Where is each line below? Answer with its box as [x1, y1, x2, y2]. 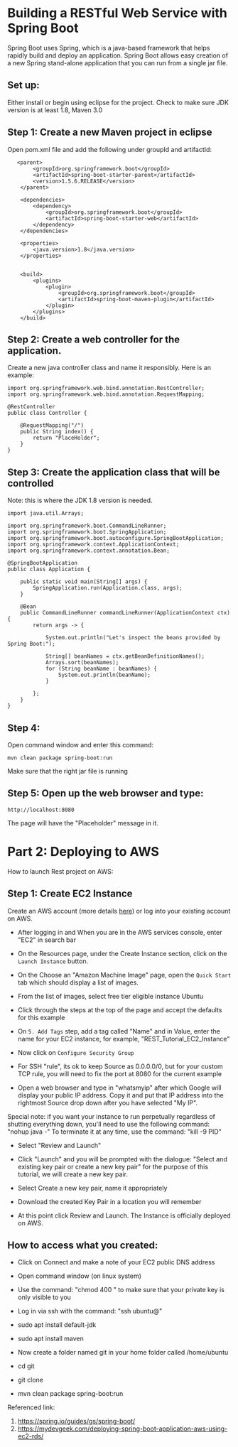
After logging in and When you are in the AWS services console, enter [17, 928, 222, 936]
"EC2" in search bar [17, 936, 77, 944]
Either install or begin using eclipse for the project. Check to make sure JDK [7, 98, 229, 107]
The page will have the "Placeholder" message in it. [7, 818, 158, 827]
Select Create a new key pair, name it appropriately [17, 1183, 168, 1192]
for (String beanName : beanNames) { [45, 666, 158, 673]
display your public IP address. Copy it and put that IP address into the [17, 1090, 224, 1099]
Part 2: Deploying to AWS [7, 844, 160, 860]
